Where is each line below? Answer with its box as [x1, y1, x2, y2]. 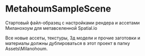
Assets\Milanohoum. [5, 45, 48, 51]
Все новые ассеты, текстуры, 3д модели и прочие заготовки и [5, 35, 140, 41]
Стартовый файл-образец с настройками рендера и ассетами [5, 20, 140, 26]
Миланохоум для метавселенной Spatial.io [5, 25, 98, 31]
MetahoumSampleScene [5, 3, 111, 15]
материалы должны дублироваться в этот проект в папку [5, 40, 130, 46]
